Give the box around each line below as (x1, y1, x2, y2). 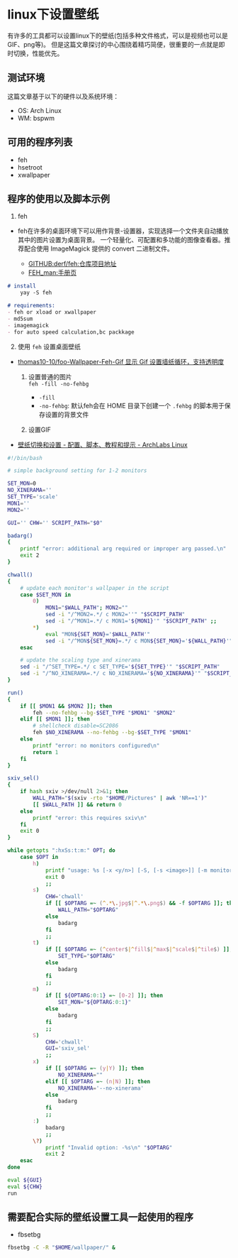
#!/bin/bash (7, 454, 42, 461)
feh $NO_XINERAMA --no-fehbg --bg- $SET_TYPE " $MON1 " (33, 729, 192, 736)
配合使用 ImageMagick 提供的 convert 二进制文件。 (23, 244, 174, 253)
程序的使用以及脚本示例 (7, 192, 110, 204)
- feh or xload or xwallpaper (7, 309, 97, 316)
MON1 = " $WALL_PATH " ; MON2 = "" (45, 604, 129, 611)
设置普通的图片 (28, 372, 72, 381)
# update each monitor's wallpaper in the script (20, 584, 170, 591)
